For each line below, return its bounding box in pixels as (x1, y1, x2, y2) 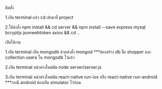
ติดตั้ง (5, 5, 14, 10)
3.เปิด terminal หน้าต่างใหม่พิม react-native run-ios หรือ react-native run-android (5, 74, 158, 80)
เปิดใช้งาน (5, 39, 21, 45)
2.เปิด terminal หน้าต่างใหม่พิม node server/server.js (5, 64, 102, 70)
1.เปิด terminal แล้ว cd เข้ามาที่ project (5, 15, 73, 20)
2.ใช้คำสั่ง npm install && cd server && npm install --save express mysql (5, 24, 146, 30)
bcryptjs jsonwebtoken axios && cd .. (5, 30, 80, 35)
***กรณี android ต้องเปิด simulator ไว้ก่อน (5, 80, 81, 85)
